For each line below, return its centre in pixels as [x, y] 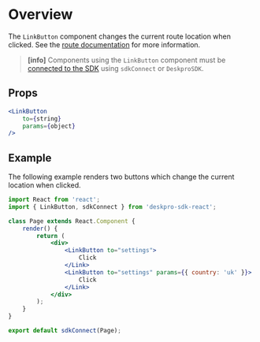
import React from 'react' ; [54, 200]
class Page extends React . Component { [72, 221]
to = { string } [42, 119]
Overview [41, 15]
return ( [51, 236]
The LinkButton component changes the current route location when [119, 36]
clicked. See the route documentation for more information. [104, 44]
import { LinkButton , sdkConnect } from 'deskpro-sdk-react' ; [112, 206]
